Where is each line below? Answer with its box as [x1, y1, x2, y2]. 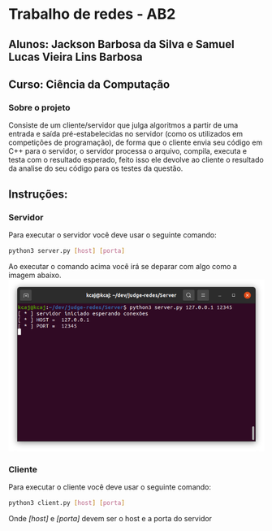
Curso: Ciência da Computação [8, 77, 171, 91]
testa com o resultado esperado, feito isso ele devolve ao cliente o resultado [8, 155, 264, 165]
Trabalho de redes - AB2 [8, 5, 176, 24]
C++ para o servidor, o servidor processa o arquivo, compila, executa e [8, 146, 248, 156]
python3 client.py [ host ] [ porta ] [8, 499, 126, 507]
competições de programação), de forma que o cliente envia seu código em [8, 137, 263, 147]
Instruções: [8, 187, 68, 201]
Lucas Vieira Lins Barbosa [8, 50, 143, 63]
